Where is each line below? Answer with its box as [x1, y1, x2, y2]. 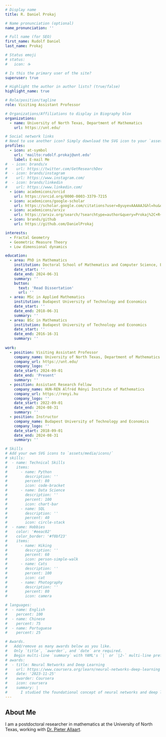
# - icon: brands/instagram [5, 171, 65, 176]
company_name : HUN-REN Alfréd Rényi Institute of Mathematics [14, 387, 145, 392]
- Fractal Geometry [9, 235, 50, 240]
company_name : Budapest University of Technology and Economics [14, 419, 149, 424]
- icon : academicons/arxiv [9, 208, 65, 213]
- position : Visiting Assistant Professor [9, 350, 98, 355]
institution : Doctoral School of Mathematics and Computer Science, [14, 263, 158, 267]
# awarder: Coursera [5, 676, 54, 681]
